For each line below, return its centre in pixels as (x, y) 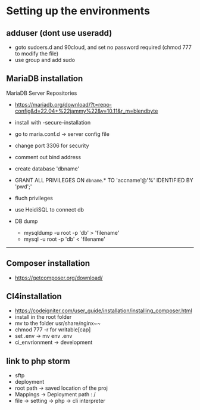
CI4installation (34, 296)
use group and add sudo (45, 60)
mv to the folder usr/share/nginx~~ (58, 324)
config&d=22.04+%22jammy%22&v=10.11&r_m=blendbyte (86, 111)
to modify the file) (37, 54)
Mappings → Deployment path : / (55, 395)
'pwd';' (23, 187)
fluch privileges (34, 198)
